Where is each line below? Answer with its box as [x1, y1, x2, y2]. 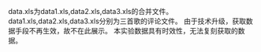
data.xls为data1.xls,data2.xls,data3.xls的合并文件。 [8, 7, 173, 16]
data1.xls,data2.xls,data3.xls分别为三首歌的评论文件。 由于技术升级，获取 [8, 16, 247, 26]
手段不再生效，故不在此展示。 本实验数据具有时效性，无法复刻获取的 [14, 26, 238, 35]
